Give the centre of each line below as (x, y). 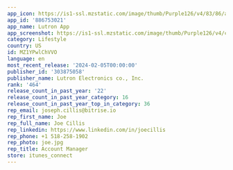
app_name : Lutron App (38, 26)
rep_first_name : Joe (37, 117)
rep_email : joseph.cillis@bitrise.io (62, 110)
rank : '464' (24, 85)
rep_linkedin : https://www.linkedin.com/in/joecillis (87, 130)
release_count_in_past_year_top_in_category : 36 (79, 104)
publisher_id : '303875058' (46, 71)
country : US (24, 46)
